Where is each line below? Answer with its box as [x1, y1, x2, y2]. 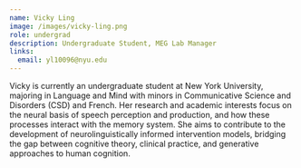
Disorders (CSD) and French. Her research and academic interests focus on [9, 100, 292, 110]
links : [9, 47, 34, 56]
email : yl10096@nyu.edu [17, 55, 107, 64]
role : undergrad [9, 30, 71, 39]
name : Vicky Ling [9, 13, 75, 23]
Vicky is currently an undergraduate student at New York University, [9, 81, 264, 91]
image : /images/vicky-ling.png [9, 22, 128, 31]
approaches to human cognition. [9, 148, 131, 159]
